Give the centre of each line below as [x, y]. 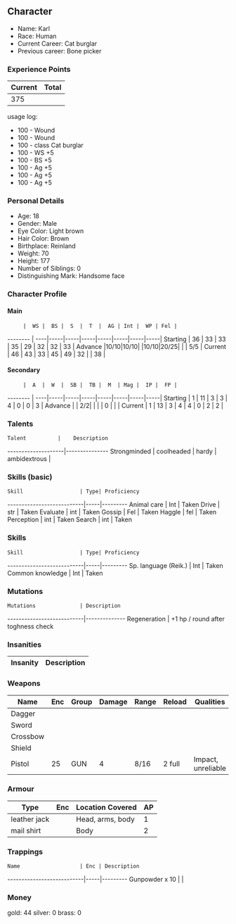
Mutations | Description [64, 606]
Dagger [23, 714]
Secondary [24, 370]
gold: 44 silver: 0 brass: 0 [45, 913]
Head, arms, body [105, 819]
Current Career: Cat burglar [57, 43]
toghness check [31, 626]
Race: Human [37, 36]
